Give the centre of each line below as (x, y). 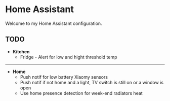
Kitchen (21, 51)
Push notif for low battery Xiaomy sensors (64, 77)
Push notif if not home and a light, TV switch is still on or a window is (92, 82)
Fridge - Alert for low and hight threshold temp (69, 57)
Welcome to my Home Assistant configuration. (54, 23)
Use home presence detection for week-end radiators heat (81, 93)
